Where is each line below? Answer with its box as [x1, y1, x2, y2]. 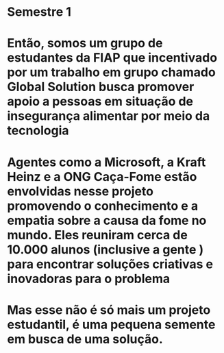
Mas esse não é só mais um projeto [7, 302, 211, 317]
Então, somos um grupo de [7, 36, 163, 51]
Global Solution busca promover [7, 80, 195, 95]
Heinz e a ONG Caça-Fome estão [7, 169, 197, 184]
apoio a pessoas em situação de [7, 94, 194, 110]
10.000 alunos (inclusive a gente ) [7, 241, 204, 257]
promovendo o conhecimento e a [7, 198, 199, 213]
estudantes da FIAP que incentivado [7, 50, 218, 66]
